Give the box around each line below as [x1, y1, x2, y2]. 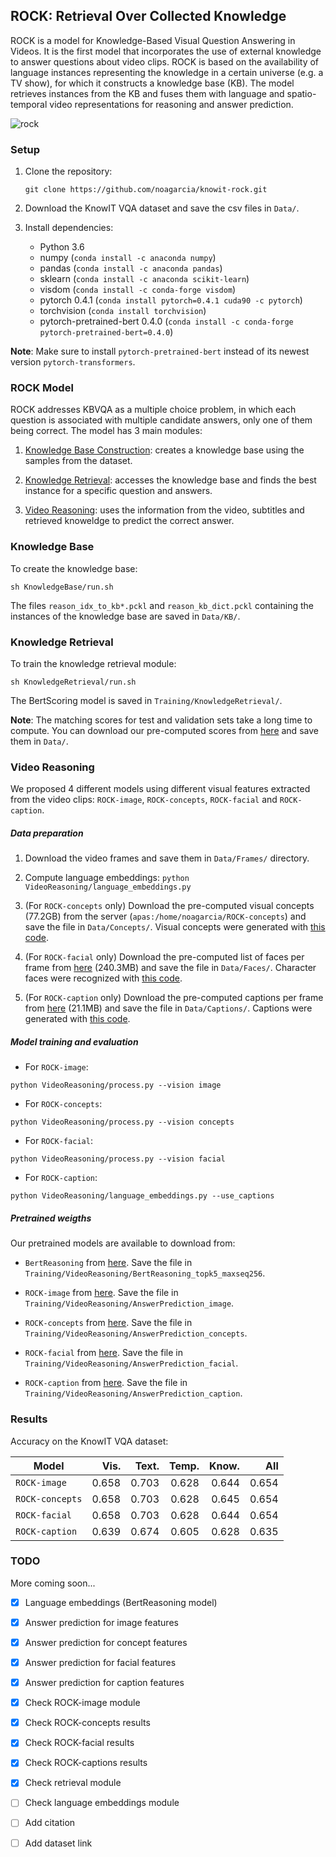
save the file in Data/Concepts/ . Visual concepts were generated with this [24, 921, 326, 933]
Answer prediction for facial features [24, 1656, 177, 1668]
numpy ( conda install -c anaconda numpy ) [39, 252, 217, 264]
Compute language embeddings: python [24, 872, 190, 884]
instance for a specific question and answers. [24, 485, 213, 497]
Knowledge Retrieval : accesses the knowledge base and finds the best [24, 474, 317, 486]
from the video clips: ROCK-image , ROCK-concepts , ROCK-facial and [10, 794, 278, 806]
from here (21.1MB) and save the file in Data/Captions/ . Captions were [24, 1002, 313, 1014]
